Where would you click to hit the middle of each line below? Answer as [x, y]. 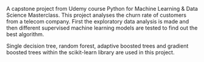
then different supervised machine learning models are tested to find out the [102, 28]
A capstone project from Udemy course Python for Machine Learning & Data [102, 9]
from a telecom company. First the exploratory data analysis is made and [98, 21]
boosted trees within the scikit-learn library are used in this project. [90, 52]
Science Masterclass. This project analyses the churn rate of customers [97, 15]
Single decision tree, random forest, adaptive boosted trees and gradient [97, 46]
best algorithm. [25, 34]
